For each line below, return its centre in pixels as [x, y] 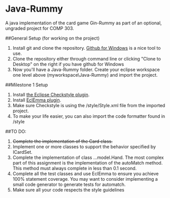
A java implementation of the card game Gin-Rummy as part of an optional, [83, 23]
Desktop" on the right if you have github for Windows [68, 64]
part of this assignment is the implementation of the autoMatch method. [88, 162]
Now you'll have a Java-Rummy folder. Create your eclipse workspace [86, 70]
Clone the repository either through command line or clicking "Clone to [87, 58]
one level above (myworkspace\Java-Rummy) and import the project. [85, 75]
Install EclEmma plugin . [37, 100]
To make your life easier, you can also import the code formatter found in [89, 116]
